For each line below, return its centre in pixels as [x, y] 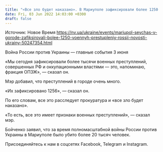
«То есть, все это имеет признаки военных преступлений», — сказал [78, 115]
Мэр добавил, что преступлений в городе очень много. [63, 81]
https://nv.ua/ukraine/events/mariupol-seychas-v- [107, 33]
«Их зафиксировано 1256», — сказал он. [47, 91]
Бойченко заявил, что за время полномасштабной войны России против [81, 130]
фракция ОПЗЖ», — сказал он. [37, 72]
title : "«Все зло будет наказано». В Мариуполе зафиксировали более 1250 [82, 9]
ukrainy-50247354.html [29, 43]
